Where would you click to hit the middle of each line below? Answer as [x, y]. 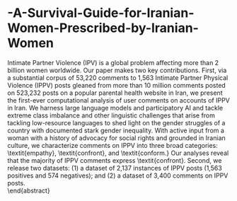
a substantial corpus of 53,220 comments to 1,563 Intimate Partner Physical [118, 77]
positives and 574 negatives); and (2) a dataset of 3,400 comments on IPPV [118, 176]
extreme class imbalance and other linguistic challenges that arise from [111, 115]
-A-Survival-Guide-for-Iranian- [101, 13]
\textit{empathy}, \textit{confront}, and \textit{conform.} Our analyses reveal [118, 153]
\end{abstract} [29, 190]
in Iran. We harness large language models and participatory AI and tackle [115, 108]
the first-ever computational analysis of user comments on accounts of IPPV [118, 100]
